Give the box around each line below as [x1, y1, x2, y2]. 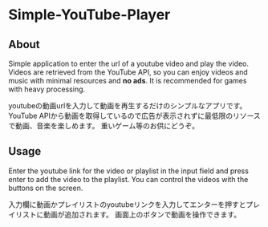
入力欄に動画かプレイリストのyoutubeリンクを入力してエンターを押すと [8, 199, 246, 209]
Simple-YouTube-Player [8, 6, 171, 24]
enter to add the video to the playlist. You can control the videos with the [8, 174, 249, 184]
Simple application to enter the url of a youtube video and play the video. [8, 59, 250, 68]
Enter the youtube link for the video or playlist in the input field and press [8, 166, 249, 176]
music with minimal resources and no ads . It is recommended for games [8, 76, 247, 85]
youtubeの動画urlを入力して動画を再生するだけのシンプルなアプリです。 [8, 101, 247, 110]
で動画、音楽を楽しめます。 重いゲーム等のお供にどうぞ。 [8, 121, 200, 130]
